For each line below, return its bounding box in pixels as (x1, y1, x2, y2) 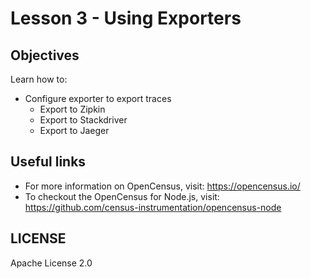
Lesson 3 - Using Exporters (10, 7, 242, 30)
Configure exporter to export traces (24, 93, 172, 104)
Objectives (10, 47, 80, 64)
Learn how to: (10, 73, 68, 85)
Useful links (10, 153, 87, 171)
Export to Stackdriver (39, 114, 128, 126)
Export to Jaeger (39, 125, 110, 136)
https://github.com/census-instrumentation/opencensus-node (24, 201, 282, 213)
